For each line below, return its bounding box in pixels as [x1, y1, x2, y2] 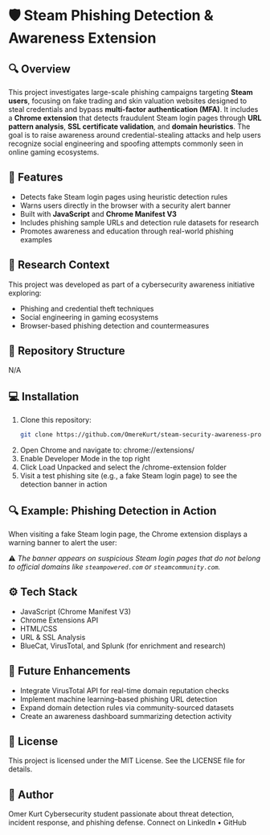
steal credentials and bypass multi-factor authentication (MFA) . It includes [8, 105, 259, 114]
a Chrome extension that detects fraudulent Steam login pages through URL [8, 114, 262, 122]
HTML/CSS [19, 623, 58, 633]
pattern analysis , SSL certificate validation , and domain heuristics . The [8, 122, 251, 131]
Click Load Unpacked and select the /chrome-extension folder [19, 462, 227, 472]
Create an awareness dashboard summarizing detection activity [19, 711, 232, 721]
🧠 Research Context [8, 258, 110, 272]
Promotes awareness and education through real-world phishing [19, 226, 235, 236]
